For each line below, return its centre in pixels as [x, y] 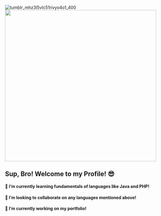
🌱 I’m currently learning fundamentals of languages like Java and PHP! [77, 186]
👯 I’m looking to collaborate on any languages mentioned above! [71, 197]
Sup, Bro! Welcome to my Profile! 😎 [60, 174]
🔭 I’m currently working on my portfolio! [46, 209]
